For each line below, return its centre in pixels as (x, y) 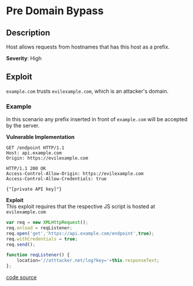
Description (28, 33)
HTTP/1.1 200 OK (26, 169)
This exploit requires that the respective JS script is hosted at (81, 207)
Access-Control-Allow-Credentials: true (57, 179)
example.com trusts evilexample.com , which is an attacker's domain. (87, 91)
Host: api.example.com (34, 153)
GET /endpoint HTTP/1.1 (35, 148)
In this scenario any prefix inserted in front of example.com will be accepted (97, 119)
